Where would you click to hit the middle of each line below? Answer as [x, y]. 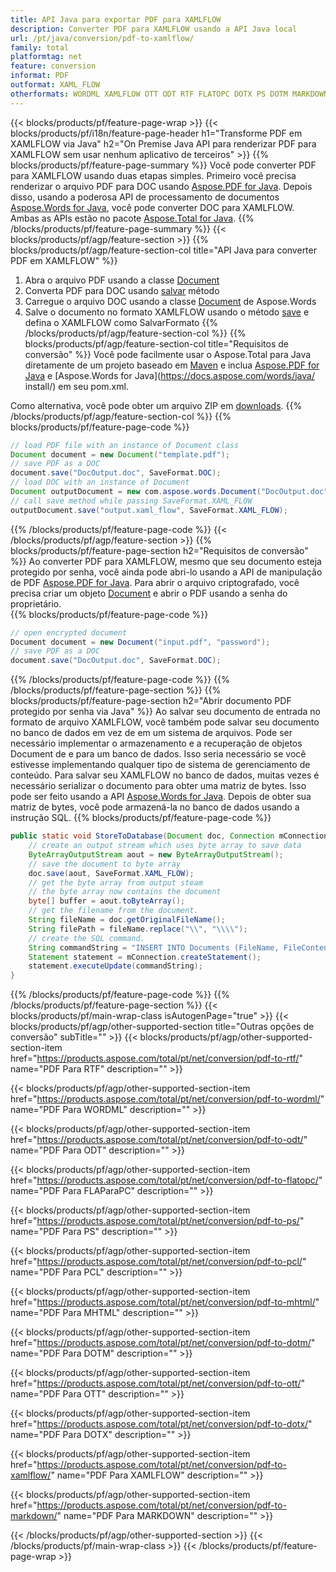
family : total [40, 47]
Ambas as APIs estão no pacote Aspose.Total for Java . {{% [132, 218]
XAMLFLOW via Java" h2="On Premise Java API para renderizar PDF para [163, 143]
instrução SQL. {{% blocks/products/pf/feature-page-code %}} [141, 818]
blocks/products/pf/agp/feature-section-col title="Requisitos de [157, 343]
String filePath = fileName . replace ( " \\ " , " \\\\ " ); [138, 929]
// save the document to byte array [105, 864]
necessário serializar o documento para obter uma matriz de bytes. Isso [158, 786]
